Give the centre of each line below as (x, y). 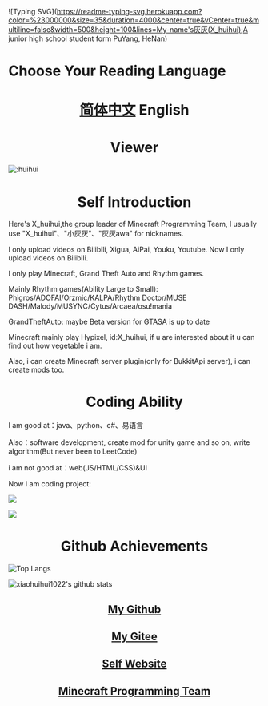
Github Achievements (134, 546)
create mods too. (36, 370)
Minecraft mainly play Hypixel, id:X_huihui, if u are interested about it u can (132, 337)
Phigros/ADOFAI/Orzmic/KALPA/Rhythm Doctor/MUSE (98, 298)
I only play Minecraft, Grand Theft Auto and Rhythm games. (106, 274)
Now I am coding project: (50, 484)
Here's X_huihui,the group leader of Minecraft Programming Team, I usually (133, 224)
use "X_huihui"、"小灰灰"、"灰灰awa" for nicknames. (96, 234)
